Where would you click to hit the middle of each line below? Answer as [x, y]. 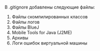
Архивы [20, 38]
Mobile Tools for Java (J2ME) [42, 32]
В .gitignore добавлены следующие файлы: [50, 7]
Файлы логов [26, 22]
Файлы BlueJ [25, 27]
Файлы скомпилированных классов [50, 17]
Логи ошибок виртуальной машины [50, 43]
